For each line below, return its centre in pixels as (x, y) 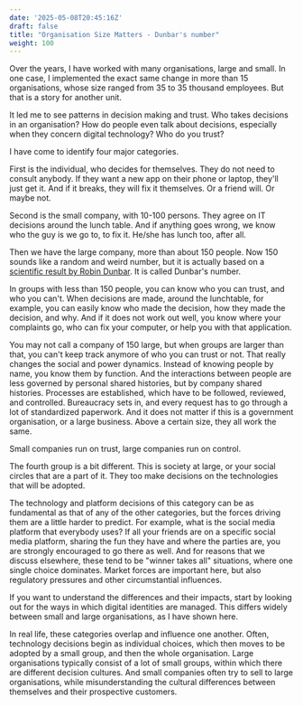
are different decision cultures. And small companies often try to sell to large (151, 673)
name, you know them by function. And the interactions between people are (151, 374)
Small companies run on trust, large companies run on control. (125, 449)
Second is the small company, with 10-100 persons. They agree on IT (138, 216)
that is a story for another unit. (65, 98)
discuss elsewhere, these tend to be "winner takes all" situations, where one (151, 560)
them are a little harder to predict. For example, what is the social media (142, 522)
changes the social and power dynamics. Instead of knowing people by (142, 364)
